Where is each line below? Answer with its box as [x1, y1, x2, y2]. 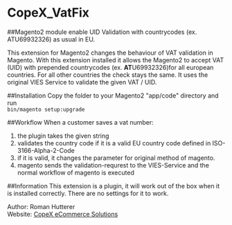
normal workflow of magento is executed [17, 168, 135, 177]
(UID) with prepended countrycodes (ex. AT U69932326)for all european [7, 63, 214, 71]
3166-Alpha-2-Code [17, 146, 75, 154]
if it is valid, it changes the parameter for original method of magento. [17, 154, 215, 162]
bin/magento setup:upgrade [7, 106, 85, 113]
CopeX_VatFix [7, 5, 90, 21]
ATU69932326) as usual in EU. [7, 35, 96, 43]
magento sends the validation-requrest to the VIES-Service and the [17, 161, 210, 169]
